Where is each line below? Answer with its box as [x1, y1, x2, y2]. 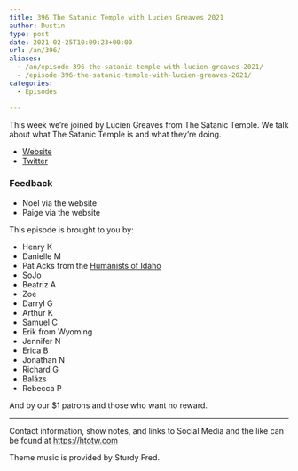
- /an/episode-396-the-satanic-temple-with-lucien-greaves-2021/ [17, 63, 264, 72]
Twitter [21, 155, 49, 166]
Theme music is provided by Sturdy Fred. [9, 451, 161, 462]
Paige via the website [21, 207, 101, 217]
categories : [9, 79, 53, 88]
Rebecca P [21, 382, 62, 393]
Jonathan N [21, 354, 65, 365]
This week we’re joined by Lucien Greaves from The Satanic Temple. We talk [9, 119, 289, 130]
